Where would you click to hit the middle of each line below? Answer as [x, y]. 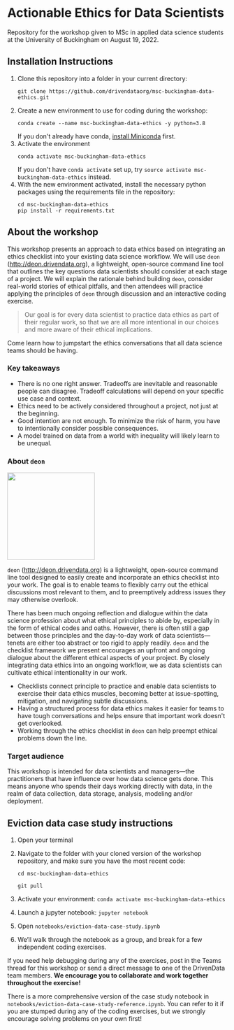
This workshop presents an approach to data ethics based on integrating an [116, 249]
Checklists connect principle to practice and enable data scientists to [117, 686]
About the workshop [53, 232]
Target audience [36, 757]
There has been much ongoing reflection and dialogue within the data [108, 613]
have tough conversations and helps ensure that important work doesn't [121, 716]
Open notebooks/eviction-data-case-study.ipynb [89, 926]
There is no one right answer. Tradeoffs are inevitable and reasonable [117, 383]
